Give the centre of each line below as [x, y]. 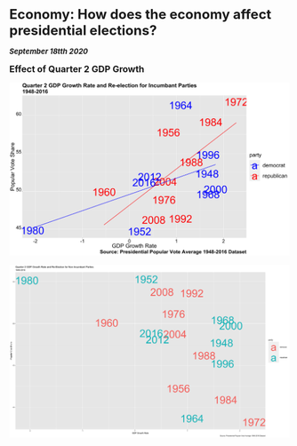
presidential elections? [83, 31]
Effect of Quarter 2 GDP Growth [77, 69]
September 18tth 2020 [49, 51]
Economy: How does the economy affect [140, 15]
